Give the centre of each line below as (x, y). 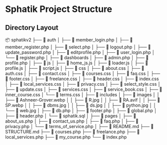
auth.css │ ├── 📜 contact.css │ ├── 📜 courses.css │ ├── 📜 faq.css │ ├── (83, 73)
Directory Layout (32, 28)
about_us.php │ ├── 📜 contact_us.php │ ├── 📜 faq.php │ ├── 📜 (72, 121)
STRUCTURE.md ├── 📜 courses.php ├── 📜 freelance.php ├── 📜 (73, 132)
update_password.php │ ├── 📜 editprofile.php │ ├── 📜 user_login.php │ (80, 52)
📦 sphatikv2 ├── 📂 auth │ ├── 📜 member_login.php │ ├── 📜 (69, 40)
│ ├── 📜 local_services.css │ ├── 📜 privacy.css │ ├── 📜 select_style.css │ (83, 84)
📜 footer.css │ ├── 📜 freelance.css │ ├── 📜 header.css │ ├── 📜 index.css (82, 79)
